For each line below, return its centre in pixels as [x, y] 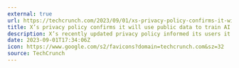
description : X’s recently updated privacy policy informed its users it [119, 34]
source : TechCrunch [36, 54]
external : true [30, 14]
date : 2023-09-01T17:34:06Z [49, 40]
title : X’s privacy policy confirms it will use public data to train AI [119, 27]
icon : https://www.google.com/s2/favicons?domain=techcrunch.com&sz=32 [116, 47]
